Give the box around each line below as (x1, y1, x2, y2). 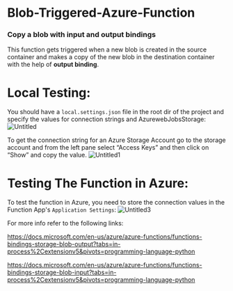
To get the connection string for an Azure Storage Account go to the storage (7, 136, 226, 144)
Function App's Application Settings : (7, 205, 117, 214)
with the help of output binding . (7, 61, 99, 69)
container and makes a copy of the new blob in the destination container (7, 53, 215, 61)
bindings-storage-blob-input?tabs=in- (7, 268, 117, 276)
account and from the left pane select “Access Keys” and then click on (7, 143, 209, 152)
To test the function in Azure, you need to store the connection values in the (7, 198, 225, 207)
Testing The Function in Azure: (7, 175, 189, 191)
